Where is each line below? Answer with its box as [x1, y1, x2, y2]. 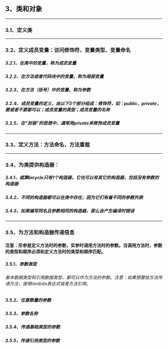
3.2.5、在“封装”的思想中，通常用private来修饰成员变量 [5, 120, 120, 126]
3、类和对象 [5, 4, 42, 13]
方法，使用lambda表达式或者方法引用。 [9, 280, 91, 286]
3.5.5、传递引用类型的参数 [5, 338, 60, 344]
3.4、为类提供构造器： [5, 161, 60, 168]
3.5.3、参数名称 [5, 310, 38, 316]
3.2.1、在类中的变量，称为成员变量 [5, 60, 76, 66]
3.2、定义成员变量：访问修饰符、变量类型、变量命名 [5, 47, 131, 54]
